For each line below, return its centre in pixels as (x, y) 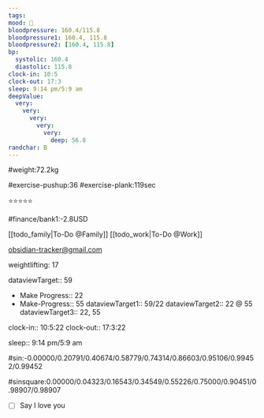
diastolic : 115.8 (44, 67)
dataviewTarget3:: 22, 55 (60, 312)
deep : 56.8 (68, 140)
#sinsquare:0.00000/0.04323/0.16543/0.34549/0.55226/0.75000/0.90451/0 (132, 382)
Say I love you (42, 405)
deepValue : (26, 96)
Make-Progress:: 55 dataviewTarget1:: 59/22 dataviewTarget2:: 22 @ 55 (136, 304)
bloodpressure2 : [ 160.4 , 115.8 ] (61, 45)
